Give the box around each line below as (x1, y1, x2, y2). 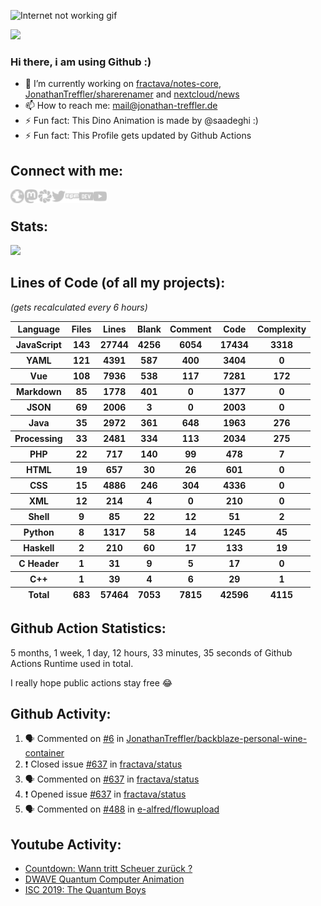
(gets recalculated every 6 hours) (10, 301, 148, 313)
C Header (18, 558, 60, 570)
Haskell (23, 542, 55, 554)
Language (17, 323, 61, 335)
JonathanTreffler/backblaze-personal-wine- (126, 733, 308, 745)
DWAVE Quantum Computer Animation (24, 873, 185, 885)
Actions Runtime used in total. (10, 657, 134, 669)
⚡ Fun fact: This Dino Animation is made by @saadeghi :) (24, 115, 259, 127)
